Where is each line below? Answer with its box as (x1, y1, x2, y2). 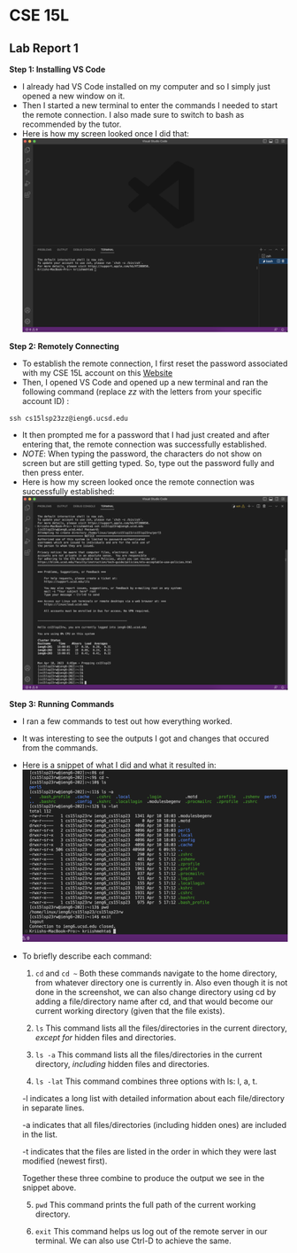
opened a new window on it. (21, 90, 126, 101)
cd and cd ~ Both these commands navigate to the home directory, (34, 968, 278, 979)
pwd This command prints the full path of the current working (34, 1200, 256, 1210)
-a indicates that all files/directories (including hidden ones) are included (21, 1120, 287, 1131)
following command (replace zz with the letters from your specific (21, 386, 263, 397)
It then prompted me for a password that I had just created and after (21, 429, 270, 440)
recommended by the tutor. (21, 119, 122, 129)
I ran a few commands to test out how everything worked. (21, 715, 232, 727)
